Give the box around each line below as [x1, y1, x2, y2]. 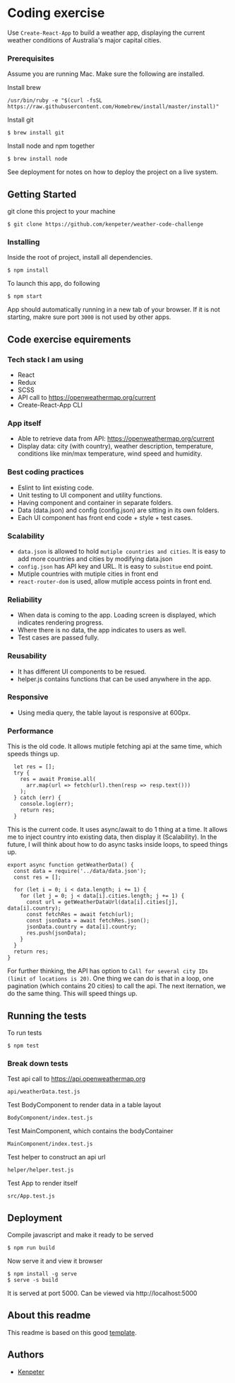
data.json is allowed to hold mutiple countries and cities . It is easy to [17, 547, 226, 555]
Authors [7, 1349, 44, 1361]
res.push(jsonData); [25, 930, 87, 937]
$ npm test [7, 1042, 40, 1049]
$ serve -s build [7, 1277, 59, 1284]
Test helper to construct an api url [7, 1153, 106, 1162]
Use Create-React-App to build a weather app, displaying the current [7, 28, 205, 37]
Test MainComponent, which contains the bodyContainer [7, 1127, 174, 1135]
